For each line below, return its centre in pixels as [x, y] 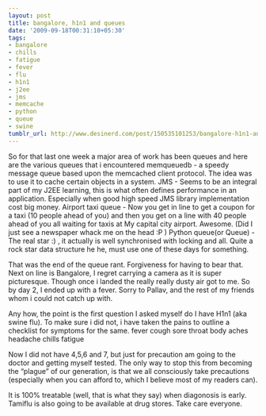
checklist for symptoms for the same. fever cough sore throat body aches [128, 330]
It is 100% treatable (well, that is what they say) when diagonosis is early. [127, 395]
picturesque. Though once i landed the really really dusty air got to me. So [129, 281]
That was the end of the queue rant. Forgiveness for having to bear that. [126, 264]
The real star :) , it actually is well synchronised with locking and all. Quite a [131, 241]
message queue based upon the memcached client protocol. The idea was [130, 173]
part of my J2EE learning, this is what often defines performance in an [123, 190]
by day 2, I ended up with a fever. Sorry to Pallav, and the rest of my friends [131, 290]
